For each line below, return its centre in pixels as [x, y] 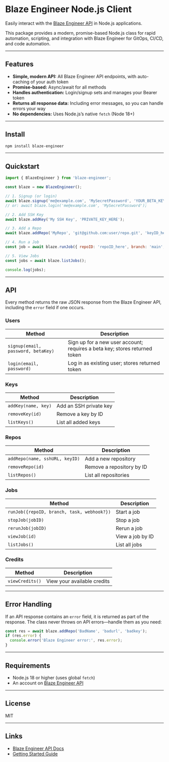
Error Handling [28, 605]
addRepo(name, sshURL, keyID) [44, 459]
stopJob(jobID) [26, 520]
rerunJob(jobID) [27, 528]
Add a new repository [110, 459]
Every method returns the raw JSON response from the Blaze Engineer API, [83, 302]
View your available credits [78, 581]
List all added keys [78, 422]
